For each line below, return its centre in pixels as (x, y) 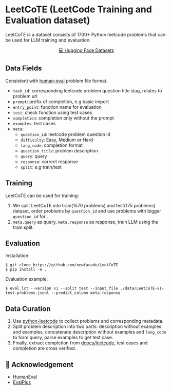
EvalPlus (22, 382)
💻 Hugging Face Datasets (86, 50)
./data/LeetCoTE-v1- (142, 288)
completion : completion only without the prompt (63, 118)
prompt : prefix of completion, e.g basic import (61, 102)
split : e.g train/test (41, 167)
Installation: (17, 256)
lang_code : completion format (52, 145)
